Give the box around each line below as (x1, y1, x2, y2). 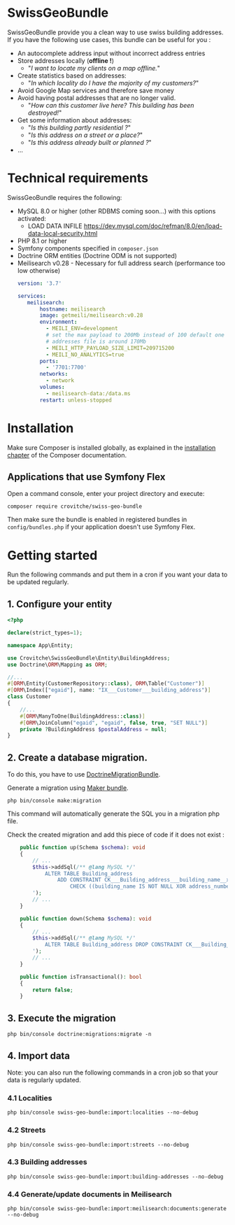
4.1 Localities (7, 1093, 52, 1103)
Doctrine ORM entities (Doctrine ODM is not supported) (17, 251, 177, 260)
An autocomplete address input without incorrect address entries (17, 49, 206, 57)
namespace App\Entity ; (7, 642, 73, 649)
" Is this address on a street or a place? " (27, 131, 143, 139)
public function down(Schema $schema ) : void (20, 915, 152, 922)
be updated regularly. (7, 578, 69, 586)
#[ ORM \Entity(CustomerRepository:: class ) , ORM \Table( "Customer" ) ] (7, 680, 205, 687)
